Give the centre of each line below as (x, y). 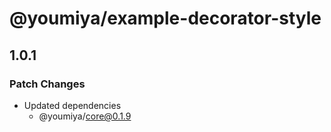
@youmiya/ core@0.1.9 (85, 116)
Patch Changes (47, 84)
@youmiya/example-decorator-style (165, 18)
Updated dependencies (72, 105)
